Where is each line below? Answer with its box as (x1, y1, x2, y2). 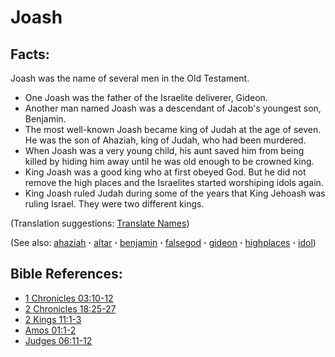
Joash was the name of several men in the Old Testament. (10, 72, 250, 84)
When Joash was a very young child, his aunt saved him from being (24, 145, 305, 156)
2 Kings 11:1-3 (24, 313, 82, 325)
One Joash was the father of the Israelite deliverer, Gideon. (24, 92, 268, 103)
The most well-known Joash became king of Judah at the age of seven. (24, 124, 322, 135)
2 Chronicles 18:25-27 (24, 302, 117, 315)
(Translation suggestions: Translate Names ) (10, 217, 190, 229)
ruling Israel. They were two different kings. (24, 198, 205, 210)
